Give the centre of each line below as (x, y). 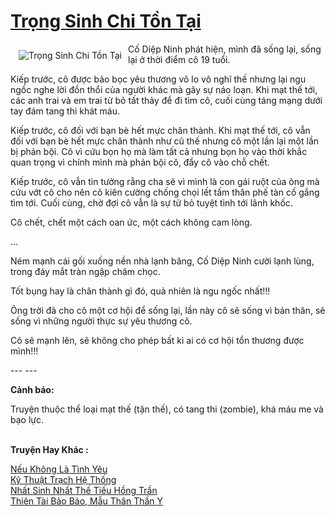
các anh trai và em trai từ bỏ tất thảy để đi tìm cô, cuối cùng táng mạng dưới (166, 100)
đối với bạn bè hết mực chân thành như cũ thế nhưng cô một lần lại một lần (165, 141)
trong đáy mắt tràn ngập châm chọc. (85, 271)
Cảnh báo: (32, 389)
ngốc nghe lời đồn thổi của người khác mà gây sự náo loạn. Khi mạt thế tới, (164, 89)
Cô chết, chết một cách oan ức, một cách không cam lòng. (131, 222)
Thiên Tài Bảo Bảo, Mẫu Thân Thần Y (87, 501)
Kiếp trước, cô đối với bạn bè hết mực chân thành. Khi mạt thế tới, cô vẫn (160, 130)
